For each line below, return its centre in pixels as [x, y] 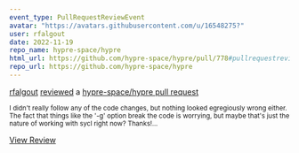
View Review [32, 140]
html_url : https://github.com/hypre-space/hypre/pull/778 [119, 58]
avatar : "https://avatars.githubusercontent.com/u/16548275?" [127, 26]
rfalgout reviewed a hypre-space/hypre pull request [104, 92]
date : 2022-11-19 [41, 42]
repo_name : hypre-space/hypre [65, 50]
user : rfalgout [37, 34]
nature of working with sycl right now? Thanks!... [84, 123]
